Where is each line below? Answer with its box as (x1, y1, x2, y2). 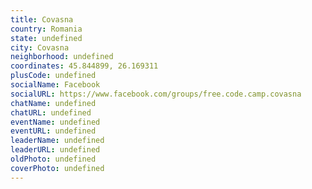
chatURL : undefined (10, 107, 92, 118)
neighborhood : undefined (10, 52, 114, 62)
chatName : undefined (10, 98, 97, 108)
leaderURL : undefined (10, 145, 101, 155)
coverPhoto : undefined (10, 163, 105, 173)
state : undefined (10, 33, 83, 43)
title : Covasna (10, 14, 74, 25)
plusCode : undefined (10, 71, 97, 81)
